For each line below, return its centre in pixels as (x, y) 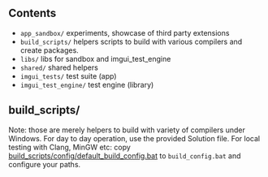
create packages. (49, 50)
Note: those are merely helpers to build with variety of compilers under (127, 130)
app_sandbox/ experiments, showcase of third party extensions (125, 32)
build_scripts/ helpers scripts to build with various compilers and (131, 41)
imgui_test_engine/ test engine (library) (87, 84)
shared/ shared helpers (59, 67)
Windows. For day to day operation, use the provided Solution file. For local (134, 138)
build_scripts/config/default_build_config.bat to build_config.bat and (125, 155)
